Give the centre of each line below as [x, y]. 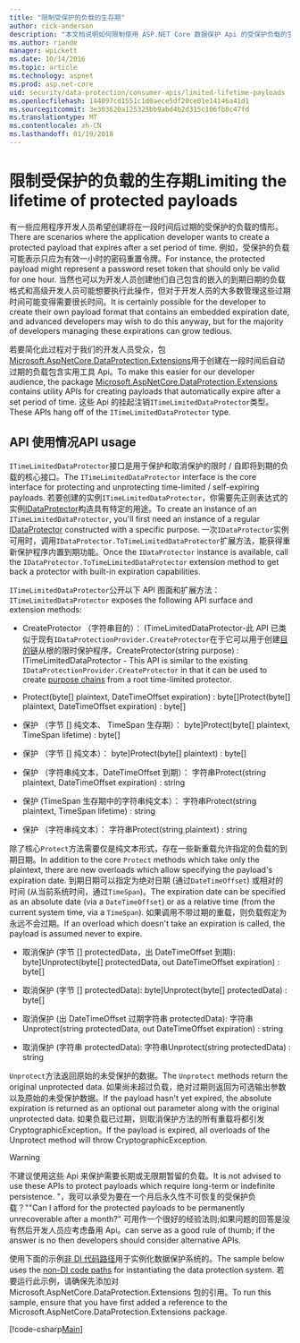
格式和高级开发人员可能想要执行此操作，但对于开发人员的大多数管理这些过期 [150, 290]
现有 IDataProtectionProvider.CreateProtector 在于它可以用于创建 [159, 639]
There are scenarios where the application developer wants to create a [139, 236]
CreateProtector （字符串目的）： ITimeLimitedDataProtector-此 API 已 [150, 628]
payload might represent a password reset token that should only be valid [145, 269]
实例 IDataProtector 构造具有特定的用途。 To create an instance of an [133, 509]
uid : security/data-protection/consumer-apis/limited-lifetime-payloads [147, 92]
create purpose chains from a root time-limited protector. [127, 679]
